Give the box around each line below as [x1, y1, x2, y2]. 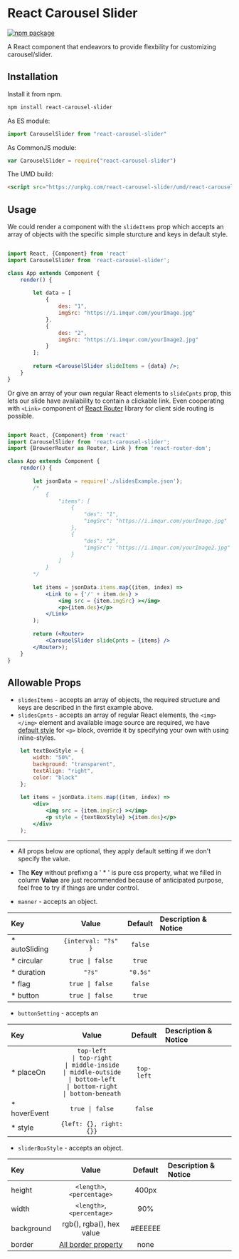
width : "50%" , [33, 754, 75, 761]
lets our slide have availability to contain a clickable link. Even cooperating [7, 396, 225, 405]
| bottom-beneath [63, 1089, 122, 1098]
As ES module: [7, 116, 51, 125]
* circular [11, 955, 43, 965]
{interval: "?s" [63, 937, 119, 945]
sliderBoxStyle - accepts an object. [17, 1143, 123, 1152]
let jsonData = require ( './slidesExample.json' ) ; [33, 477, 183, 485]
